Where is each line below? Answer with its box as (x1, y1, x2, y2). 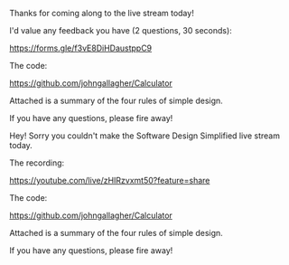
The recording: (9, 157, 65, 168)
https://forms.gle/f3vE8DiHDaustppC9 (9, 43, 153, 53)
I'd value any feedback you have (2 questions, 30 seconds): (9, 25, 232, 35)
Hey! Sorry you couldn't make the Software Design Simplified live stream (9, 130, 280, 141)
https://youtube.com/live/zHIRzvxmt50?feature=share (9, 175, 210, 185)
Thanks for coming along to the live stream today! (9, 8, 194, 18)
